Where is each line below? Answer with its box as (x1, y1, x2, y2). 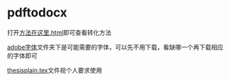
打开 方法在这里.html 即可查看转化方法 (7, 28, 112, 36)
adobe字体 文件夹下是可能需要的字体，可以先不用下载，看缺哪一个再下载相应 (7, 43, 224, 51)
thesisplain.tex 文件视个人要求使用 (7, 66, 102, 74)
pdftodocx (7, 5, 67, 21)
